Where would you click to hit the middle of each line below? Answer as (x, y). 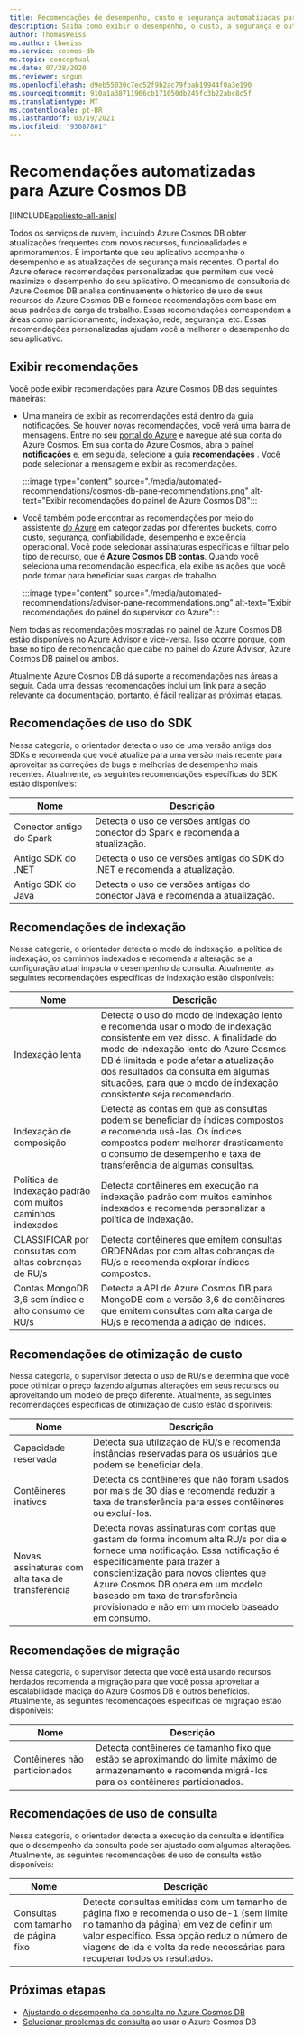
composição (40, 1143)
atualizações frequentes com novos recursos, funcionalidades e (129, 242)
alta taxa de (39, 1578)
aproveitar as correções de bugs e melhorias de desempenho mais (134, 764)
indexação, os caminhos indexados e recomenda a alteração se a (131, 958)
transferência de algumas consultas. (178, 1165)
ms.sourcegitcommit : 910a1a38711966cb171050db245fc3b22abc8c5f (131, 93)
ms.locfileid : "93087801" (58, 127)
